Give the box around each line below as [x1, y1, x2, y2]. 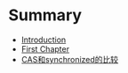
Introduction [20, 34, 67, 45]
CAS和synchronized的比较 [20, 54, 119, 64]
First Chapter [20, 43, 70, 54]
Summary [8, 5, 82, 26]
